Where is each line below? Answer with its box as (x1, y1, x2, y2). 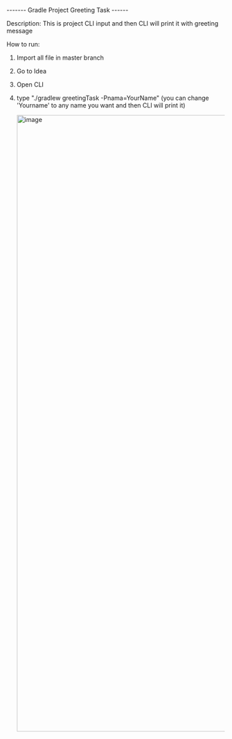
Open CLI (16, 80, 44, 89)
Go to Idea (16, 67, 46, 75)
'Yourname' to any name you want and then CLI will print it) (16, 101, 186, 110)
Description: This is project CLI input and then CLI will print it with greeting (6, 19, 219, 27)
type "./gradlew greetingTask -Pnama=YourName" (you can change (16, 94, 209, 102)
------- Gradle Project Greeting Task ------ (6, 6, 129, 14)
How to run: (6, 40, 40, 48)
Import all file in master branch (16, 53, 105, 62)
